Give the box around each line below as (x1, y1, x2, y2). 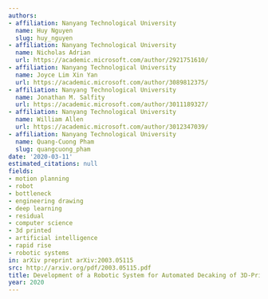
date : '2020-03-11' (8, 152, 73, 160)
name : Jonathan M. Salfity (15, 93, 105, 101)
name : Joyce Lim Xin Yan (15, 71, 98, 79)
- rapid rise (8, 242, 52, 250)
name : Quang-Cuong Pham (15, 137, 94, 146)
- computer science (8, 219, 73, 227)
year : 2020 (8, 278, 45, 287)
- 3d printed (8, 226, 52, 235)
